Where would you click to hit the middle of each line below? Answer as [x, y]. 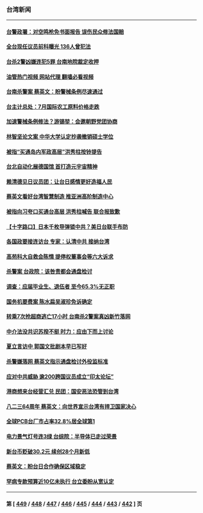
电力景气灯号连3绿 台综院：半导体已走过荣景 [62, 436]
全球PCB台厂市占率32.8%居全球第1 [51, 422]
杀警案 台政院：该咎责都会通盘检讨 [49, 271]
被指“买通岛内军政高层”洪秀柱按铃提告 [54, 151]
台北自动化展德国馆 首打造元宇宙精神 [52, 167]
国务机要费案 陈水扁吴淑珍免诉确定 [49, 302]
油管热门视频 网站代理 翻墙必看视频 [50, 76]
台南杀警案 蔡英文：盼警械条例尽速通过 [55, 91]
